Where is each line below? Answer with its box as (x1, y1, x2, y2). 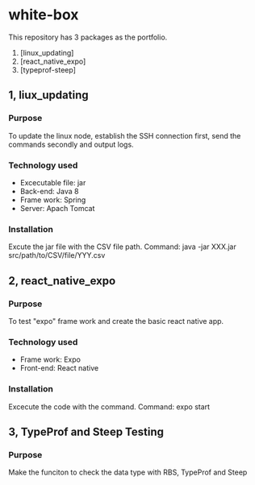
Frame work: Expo (19, 354, 81, 364)
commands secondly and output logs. (8, 139, 135, 149)
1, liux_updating (8, 89, 89, 102)
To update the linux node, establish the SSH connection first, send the (8, 131, 241, 140)
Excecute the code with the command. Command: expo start (8, 401, 211, 412)
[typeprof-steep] (19, 64, 77, 74)
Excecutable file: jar (19, 177, 86, 187)
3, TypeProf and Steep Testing (8, 425, 164, 438)
